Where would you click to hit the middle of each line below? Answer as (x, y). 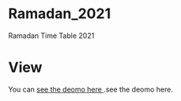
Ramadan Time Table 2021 (51, 36)
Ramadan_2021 (60, 14)
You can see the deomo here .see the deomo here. (91, 89)
